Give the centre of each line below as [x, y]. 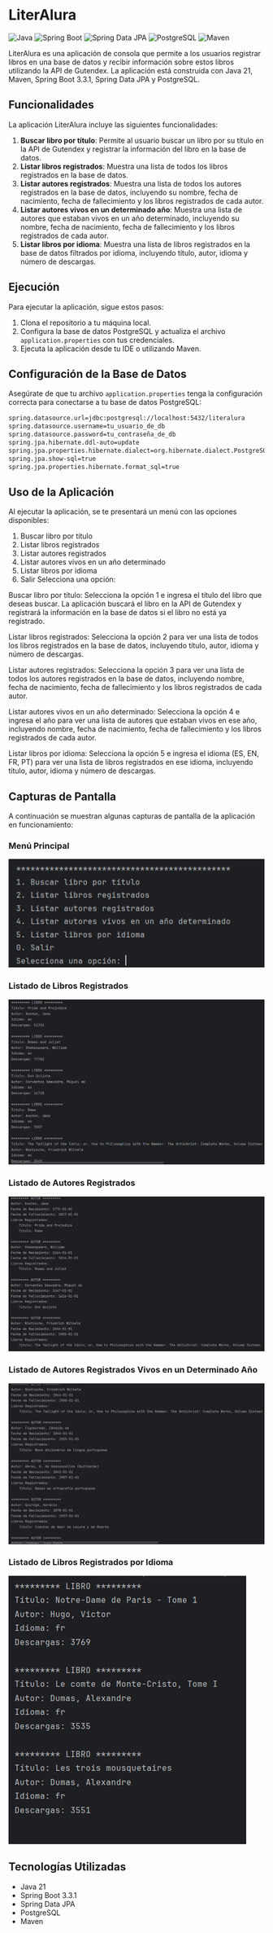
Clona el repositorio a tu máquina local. [86, 323]
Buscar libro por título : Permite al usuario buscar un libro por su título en [142, 140]
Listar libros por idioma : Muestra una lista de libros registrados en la [135, 244]
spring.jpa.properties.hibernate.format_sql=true [94, 467]
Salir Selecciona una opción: [68, 579]
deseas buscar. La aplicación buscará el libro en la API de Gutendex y [125, 604]
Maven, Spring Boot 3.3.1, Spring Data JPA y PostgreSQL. [104, 79]
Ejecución [34, 287]
